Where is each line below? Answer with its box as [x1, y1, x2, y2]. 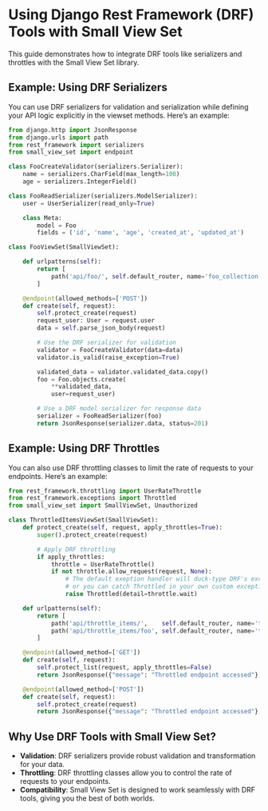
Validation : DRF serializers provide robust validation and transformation [19, 751, 256, 761]
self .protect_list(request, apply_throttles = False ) [37, 664, 213, 672]
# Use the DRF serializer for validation [37, 338, 177, 346]
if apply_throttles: [37, 553, 105, 561]
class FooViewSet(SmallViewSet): [8, 243, 120, 251]
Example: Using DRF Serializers [8, 81, 167, 94]
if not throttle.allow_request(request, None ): [50, 568, 213, 576]
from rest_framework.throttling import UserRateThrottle [8, 486, 202, 495]
